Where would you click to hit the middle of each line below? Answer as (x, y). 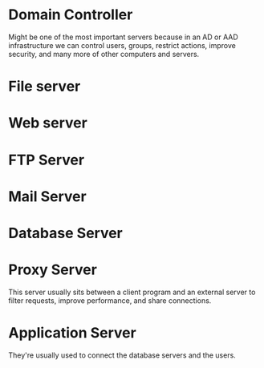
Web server (48, 123)
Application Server (72, 333)
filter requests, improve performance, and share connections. (110, 300)
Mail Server (47, 196)
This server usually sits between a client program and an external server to (132, 292)
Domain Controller (71, 15)
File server (45, 87)
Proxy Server (53, 270)
